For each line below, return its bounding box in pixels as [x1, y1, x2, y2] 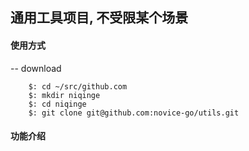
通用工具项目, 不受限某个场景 [10, 9, 189, 27]
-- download [10, 62, 62, 74]
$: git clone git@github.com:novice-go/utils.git [28, 108, 240, 118]
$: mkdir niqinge [28, 90, 101, 100]
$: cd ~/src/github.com [28, 81, 128, 92]
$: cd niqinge [28, 99, 87, 109]
